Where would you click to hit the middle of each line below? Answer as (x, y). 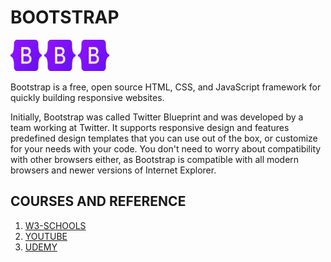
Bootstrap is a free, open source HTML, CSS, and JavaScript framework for (166, 87)
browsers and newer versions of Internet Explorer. (113, 170)
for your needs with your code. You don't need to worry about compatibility (166, 148)
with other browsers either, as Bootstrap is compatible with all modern (155, 159)
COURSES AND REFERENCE (98, 201)
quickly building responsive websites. (87, 97)
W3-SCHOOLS (55, 225)
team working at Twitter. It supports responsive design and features (150, 127)
